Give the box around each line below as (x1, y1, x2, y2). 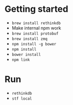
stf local (11, 96, 33, 101)
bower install (11, 52, 41, 57)
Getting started (4, 3, 69, 15)
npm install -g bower (11, 41, 56, 46)
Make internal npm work (11, 25, 61, 31)
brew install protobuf (11, 31, 59, 36)
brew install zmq (11, 36, 48, 41)
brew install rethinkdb (11, 21, 61, 26)
